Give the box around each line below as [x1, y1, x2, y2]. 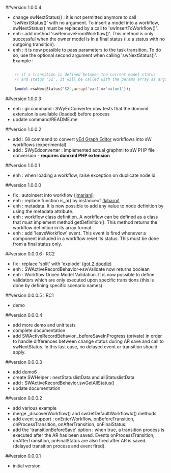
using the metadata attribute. [12, 208, 74, 214]
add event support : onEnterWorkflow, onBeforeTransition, [12, 416, 135, 422]
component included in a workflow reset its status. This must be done [12, 235, 159, 242]
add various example [12, 405, 57, 411]
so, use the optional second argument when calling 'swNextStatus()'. [12, 52, 157, 58]
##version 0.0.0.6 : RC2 [5, 250, 55, 257]
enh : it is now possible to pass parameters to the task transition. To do [12, 47, 161, 53]
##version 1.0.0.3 [5, 96, 42, 102]
